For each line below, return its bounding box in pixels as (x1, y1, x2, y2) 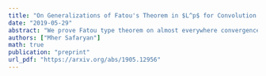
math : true (8, 41, 44, 49)
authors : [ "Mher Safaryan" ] (8, 33, 101, 42)
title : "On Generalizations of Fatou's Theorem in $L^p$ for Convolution (8, 11, 257, 20)
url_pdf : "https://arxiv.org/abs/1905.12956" (8, 56, 161, 64)
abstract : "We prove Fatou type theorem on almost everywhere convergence (8, 26, 260, 34)
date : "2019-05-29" (8, 19, 73, 27)
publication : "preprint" (8, 48, 90, 56)
